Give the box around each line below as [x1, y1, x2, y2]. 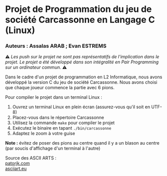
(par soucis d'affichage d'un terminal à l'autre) [5, 146, 101, 152]
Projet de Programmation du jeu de [5, 3, 152, 15]
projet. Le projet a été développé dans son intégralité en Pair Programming [5, 59, 159, 65]
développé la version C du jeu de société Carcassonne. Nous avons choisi [5, 79, 158, 85]
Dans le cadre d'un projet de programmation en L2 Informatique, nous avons [5, 74, 163, 80]
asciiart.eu [5, 166, 27, 172]
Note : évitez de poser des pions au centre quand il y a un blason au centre [5, 140, 160, 146]
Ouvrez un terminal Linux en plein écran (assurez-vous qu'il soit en [12, 104, 151, 110]
